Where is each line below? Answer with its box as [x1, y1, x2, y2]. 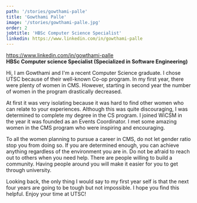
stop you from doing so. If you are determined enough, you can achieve [6, 142, 179, 149]
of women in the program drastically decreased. [6, 88, 123, 95]
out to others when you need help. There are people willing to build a [6, 154, 173, 161]
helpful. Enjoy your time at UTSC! [6, 191, 87, 197]
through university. [6, 167, 52, 173]
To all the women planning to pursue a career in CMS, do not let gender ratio [6, 136, 191, 142]
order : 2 [6, 25, 28, 31]
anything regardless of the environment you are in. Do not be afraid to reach [6, 148, 190, 155]
